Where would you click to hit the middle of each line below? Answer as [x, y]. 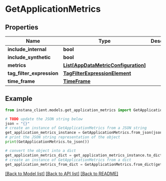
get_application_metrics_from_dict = [44, 164]
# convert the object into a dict [41, 151]
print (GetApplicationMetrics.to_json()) [47, 142]
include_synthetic [29, 57]
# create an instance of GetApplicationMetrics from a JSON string [76, 128]
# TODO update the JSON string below [44, 119]
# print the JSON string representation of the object [63, 137]
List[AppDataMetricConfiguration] [105, 65]
